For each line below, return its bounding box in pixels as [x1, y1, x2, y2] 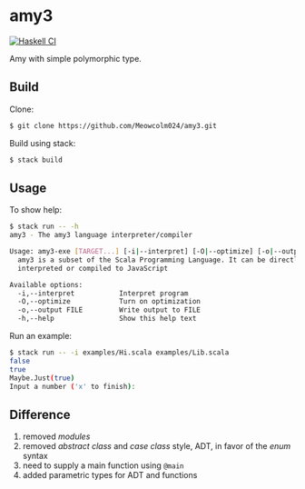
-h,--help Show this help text [17, 314, 197, 324]
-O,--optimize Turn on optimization [17, 297, 202, 306]
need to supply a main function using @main [22, 460, 184, 471]
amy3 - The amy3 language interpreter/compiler [9, 231, 193, 240]
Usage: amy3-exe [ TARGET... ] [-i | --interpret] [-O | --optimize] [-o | [9, 247, 274, 256]
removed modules [22, 431, 91, 442]
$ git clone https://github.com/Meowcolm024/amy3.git [9, 121, 218, 130]
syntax [22, 451, 48, 462]
